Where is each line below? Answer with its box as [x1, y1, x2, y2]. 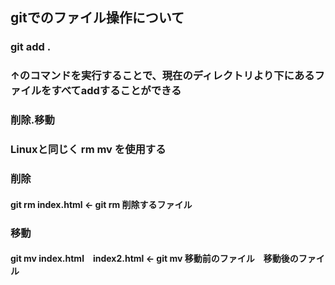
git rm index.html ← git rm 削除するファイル [10, 198, 193, 210]
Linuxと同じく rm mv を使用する [10, 143, 167, 157]
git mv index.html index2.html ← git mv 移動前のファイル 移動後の [10, 253, 299, 265]
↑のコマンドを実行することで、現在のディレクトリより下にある [10, 69, 315, 83]
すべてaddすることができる [51, 84, 182, 98]
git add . [10, 40, 52, 54]
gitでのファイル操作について [10, 9, 185, 27]
